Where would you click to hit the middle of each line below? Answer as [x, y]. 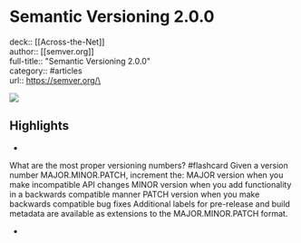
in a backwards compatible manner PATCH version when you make [135, 194]
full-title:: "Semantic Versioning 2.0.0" [80, 61]
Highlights [39, 126]
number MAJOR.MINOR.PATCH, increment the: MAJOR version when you [146, 175]
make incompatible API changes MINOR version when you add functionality [150, 184]
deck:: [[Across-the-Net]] [57, 42]
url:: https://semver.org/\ [55, 80]
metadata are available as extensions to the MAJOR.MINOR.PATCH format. [149, 213]
